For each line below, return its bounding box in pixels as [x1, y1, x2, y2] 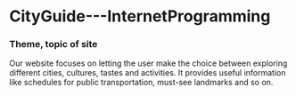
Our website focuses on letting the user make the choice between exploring [9, 58, 288, 68]
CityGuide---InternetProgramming [9, 6, 271, 27]
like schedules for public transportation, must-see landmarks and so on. [9, 77, 274, 88]
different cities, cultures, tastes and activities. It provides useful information [9, 68, 286, 78]
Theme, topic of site [9, 38, 98, 51]
